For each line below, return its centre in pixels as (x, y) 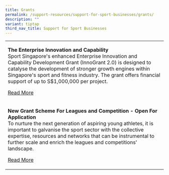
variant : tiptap (22, 24)
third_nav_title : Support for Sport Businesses (56, 29)
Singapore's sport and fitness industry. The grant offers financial (84, 75)
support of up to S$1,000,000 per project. (58, 81)
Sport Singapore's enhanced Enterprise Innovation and (72, 56)
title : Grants (20, 10)
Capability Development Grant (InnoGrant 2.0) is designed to (79, 62)
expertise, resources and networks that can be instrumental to (81, 136)
